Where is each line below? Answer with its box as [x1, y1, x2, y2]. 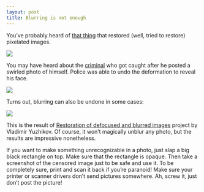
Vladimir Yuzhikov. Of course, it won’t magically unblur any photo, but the [6, 128, 192, 135]
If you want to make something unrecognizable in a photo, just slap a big [6, 146, 190, 153]
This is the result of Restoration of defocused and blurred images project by [6, 121, 198, 129]
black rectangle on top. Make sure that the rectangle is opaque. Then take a [6, 153, 198, 160]
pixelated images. [6, 38, 51, 45]
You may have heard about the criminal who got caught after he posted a [6, 61, 191, 69]
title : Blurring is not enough [6, 15, 86, 21]
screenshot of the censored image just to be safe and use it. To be [6, 159, 174, 166]
